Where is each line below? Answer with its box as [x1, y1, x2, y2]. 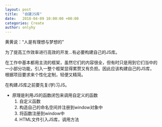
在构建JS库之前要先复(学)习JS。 [5, 82, 70, 88]
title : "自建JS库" [5, 12, 42, 16]
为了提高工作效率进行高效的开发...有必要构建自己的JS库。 [5, 49, 120, 55]
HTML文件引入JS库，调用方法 [19, 117, 79, 123]
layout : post [5, 7, 31, 12]
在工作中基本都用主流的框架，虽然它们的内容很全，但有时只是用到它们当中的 [5, 60, 158, 65]
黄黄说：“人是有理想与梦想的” [5, 39, 64, 45]
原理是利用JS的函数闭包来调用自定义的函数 [12, 93, 98, 98]
